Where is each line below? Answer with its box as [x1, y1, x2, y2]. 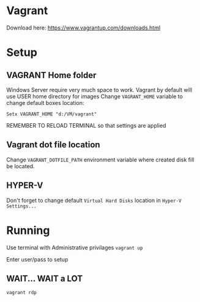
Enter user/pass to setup [6, 255, 69, 263]
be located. [6, 162, 35, 169]
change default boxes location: [6, 99, 84, 106]
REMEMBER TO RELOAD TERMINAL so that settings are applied [6, 122, 166, 129]
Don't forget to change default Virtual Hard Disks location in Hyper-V [6, 196, 182, 204]
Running [6, 223, 50, 237]
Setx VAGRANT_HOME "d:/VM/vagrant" [6, 111, 97, 117]
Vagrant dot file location [6, 139, 100, 150]
